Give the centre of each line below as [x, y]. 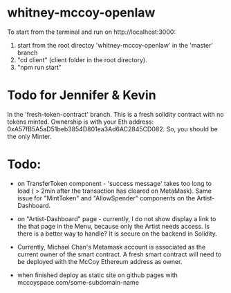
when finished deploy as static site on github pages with [97, 275]
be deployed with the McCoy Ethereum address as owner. [100, 261]
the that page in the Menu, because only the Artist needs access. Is [113, 226]
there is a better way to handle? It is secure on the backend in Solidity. [117, 234]
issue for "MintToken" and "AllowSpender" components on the [106, 198]
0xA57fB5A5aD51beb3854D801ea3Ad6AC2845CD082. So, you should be [112, 129]
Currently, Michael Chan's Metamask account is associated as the [111, 247]
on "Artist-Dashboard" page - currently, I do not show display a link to [117, 218]
